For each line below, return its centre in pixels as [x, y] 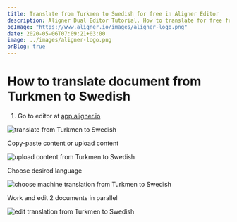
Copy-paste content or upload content [63, 143]
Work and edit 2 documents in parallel [62, 197]
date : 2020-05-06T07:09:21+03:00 [56, 33]
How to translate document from [104, 81]
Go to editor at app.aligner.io [59, 116]
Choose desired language [45, 171]
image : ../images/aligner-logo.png [60, 40]
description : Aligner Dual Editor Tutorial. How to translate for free [115, 20]
